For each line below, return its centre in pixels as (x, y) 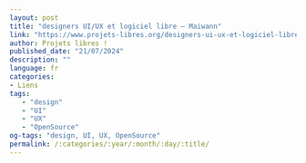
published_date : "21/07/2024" (67, 52)
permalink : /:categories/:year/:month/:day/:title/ (109, 144)
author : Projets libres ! (58, 43)
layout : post (34, 18)
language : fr (34, 69)
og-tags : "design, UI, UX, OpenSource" (85, 136)
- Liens (24, 85)
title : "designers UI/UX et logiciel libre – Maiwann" (116, 26)
